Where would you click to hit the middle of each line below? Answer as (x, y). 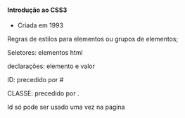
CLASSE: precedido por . (43, 93)
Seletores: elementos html (45, 53)
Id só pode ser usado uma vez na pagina (66, 107)
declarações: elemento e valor (51, 66)
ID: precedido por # (36, 80)
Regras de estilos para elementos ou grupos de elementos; (93, 39)
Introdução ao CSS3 (37, 10)
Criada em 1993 (40, 25)
